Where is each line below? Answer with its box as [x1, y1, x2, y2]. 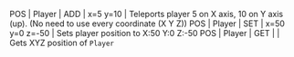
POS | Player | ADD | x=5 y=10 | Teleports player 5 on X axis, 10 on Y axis [9, 9, 284, 19]
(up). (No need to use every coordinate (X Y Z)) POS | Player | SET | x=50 [9, 18, 286, 29]
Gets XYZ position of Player [9, 37, 114, 48]
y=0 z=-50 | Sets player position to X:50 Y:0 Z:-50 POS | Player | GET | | [9, 28, 280, 38]
